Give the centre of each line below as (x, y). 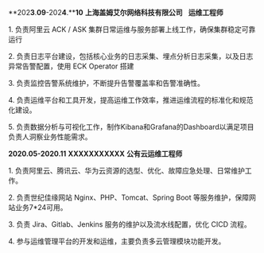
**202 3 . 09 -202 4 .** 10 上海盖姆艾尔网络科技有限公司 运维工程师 (116, 12)
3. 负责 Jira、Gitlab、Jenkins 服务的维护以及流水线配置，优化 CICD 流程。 (130, 224)
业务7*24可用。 (41, 207)
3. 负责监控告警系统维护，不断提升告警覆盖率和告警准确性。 (107, 83)
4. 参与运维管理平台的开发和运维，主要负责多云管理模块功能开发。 (117, 241)
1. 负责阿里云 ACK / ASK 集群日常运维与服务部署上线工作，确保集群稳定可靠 (132, 29)
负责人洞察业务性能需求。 (50, 137)
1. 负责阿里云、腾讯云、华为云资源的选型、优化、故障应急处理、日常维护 (126, 171)
